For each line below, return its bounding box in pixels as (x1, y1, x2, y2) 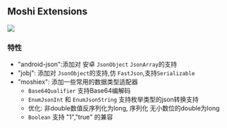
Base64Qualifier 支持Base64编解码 (27, 87, 131, 95)
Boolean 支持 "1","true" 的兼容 (27, 113, 114, 122)
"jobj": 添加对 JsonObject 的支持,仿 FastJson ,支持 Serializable (17, 69, 195, 77)
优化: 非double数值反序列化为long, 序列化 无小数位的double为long (27, 104, 220, 113)
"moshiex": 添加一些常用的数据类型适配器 (17, 77, 139, 87)
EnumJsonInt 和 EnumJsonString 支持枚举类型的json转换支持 (27, 95, 199, 104)
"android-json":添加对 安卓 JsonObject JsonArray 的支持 (17, 60, 178, 69)
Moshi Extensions (7, 6, 88, 18)
